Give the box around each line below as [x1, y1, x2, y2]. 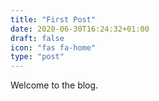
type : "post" [10, 52, 65, 62]
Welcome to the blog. [10, 79, 99, 91]
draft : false [10, 33, 65, 43]
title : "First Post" [10, 14, 97, 25]
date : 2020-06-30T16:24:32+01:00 [10, 24, 150, 34]
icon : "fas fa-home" [10, 42, 97, 53]
